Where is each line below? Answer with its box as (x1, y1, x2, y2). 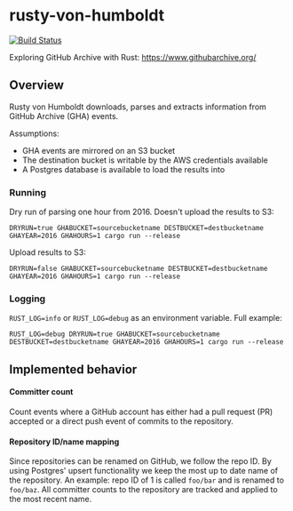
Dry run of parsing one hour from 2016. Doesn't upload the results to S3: (9, 206, 274, 218)
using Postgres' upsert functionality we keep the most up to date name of (9, 466, 278, 476)
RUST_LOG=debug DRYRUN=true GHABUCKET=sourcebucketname (9, 330, 220, 339)
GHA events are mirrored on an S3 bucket (21, 145, 176, 156)
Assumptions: (9, 128, 59, 139)
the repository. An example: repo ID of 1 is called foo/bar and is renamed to (9, 475, 284, 485)
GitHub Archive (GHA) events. (9, 110, 119, 121)
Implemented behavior (9, 362, 138, 377)
